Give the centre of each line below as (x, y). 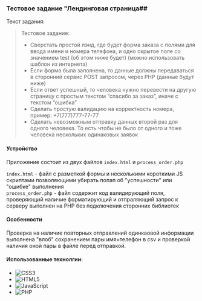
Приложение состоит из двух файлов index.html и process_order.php (95, 162)
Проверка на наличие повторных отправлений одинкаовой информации (100, 233)
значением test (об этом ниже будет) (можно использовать (107, 58)
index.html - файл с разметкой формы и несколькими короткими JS (95, 174)
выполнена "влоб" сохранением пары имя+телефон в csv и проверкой (98, 239)
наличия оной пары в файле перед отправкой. (66, 246)
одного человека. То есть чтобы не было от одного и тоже (106, 128)
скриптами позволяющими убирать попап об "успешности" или (89, 180)
